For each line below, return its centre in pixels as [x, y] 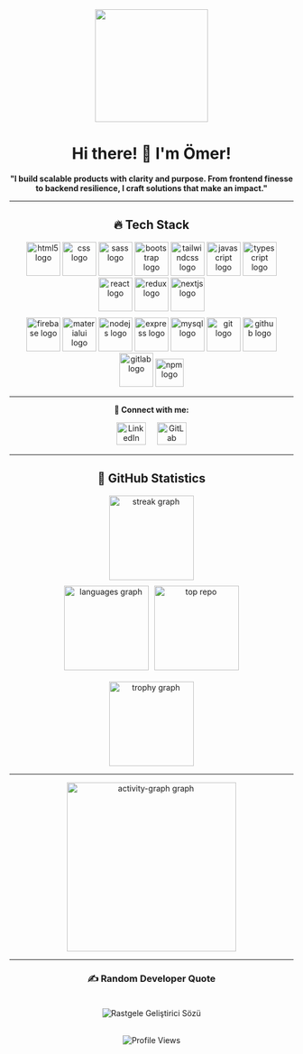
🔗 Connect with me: [151, 409]
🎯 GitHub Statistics [151, 478]
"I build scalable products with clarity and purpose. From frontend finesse [151, 179]
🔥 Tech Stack [151, 225]
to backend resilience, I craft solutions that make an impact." [151, 188]
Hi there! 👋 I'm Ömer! [151, 154]
